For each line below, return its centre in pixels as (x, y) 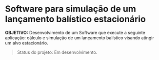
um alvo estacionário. (27, 43)
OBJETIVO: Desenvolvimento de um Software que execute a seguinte (75, 32)
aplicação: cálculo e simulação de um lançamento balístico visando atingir (80, 38)
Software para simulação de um (71, 9)
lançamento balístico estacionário (76, 19)
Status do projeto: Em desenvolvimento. (57, 52)
